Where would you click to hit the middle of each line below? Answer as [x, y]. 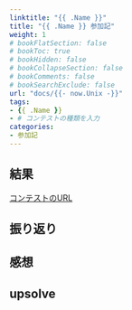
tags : [19, 102]
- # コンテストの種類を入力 [55, 118]
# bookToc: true [40, 52]
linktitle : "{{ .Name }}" [58, 18]
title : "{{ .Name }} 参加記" [62, 26]
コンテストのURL [41, 197]
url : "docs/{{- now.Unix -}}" [66, 93]
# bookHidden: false [48, 60]
